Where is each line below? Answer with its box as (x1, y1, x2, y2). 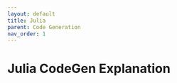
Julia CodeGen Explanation (7, 61, 171, 77)
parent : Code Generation (7, 23, 81, 31)
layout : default (7, 10, 55, 18)
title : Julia (7, 17, 46, 24)
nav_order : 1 (7, 30, 46, 38)
